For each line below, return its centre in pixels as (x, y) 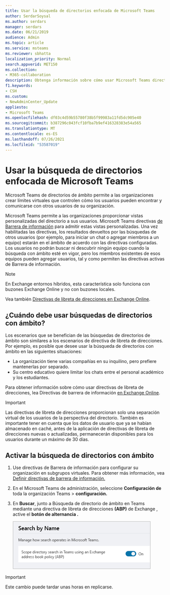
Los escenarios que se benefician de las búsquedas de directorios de (78, 336)
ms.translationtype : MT (30, 129)
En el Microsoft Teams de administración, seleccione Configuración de (87, 488)
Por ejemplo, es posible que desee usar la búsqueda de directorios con (79, 346)
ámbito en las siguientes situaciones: (44, 352)
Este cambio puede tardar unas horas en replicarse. (59, 587)
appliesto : (17, 107)
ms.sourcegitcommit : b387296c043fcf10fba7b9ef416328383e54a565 (73, 123)
